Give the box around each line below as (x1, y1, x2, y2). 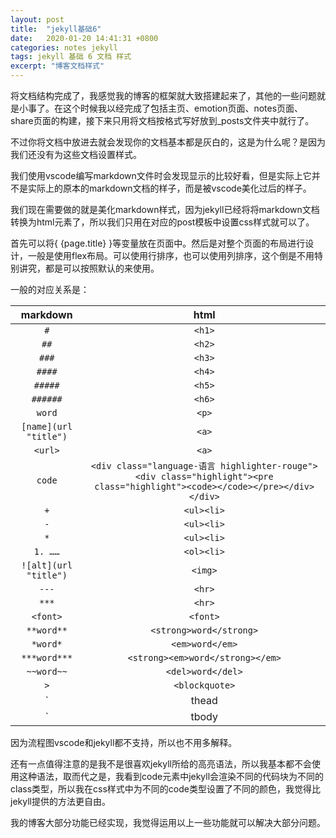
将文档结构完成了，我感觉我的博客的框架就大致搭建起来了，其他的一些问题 (10, 90, 317, 101)
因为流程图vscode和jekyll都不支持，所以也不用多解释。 (10, 737, 238, 748)
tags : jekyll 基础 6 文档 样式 (10, 52, 132, 62)
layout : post (10, 14, 65, 25)
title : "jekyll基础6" (10, 24, 102, 34)
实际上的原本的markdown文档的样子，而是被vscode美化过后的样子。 (27, 182, 312, 194)
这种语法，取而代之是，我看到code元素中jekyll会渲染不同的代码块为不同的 (18, 771, 325, 782)
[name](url (21, 421, 73, 432)
